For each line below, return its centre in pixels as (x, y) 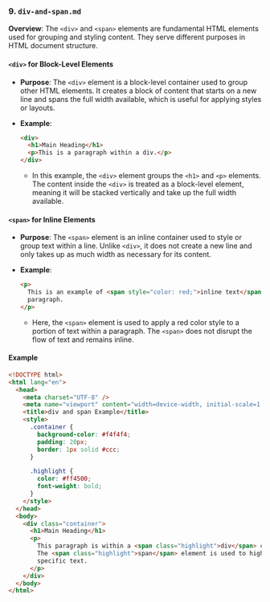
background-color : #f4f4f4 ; (84, 434)
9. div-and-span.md (45, 11)
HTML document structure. (53, 46)
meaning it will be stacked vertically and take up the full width (134, 193)
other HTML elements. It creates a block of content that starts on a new (138, 91)
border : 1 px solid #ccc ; (79, 449)
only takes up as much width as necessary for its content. (115, 254)
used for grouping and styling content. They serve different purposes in (127, 37)
